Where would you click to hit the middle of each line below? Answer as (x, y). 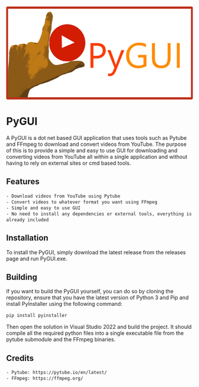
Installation (27, 238)
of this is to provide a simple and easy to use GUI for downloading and (92, 150)
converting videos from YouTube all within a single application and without (97, 156)
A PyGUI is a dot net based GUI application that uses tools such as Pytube (97, 137)
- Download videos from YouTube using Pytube (63, 196)
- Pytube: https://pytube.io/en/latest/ (57, 373)
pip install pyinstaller (37, 316)
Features (23, 182)
